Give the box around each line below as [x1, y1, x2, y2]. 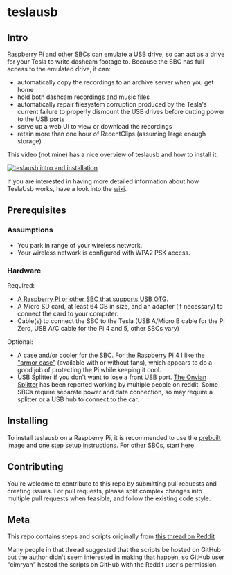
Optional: [7, 337, 33, 346]
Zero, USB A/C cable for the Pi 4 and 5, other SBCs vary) [17, 324, 180, 332]
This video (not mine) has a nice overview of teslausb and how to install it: [7, 150, 219, 158]
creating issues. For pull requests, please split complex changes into [7, 486, 203, 495]
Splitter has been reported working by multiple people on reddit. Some [17, 380, 218, 388]
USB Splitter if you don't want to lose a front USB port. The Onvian [17, 373, 207, 381]
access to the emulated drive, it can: [7, 65, 111, 73]
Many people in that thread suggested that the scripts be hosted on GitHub [7, 546, 222, 554]
